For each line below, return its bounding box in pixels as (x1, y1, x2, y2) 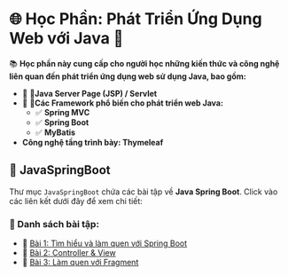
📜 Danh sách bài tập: (9, 217, 100, 230)
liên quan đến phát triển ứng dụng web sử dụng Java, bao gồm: (9, 71, 246, 82)
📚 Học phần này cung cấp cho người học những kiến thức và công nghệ (9, 58, 280, 68)
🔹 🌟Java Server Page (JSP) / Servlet (21, 88, 158, 99)
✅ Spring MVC (35, 106, 90, 117)
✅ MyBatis (35, 127, 76, 138)
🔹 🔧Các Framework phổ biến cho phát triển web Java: (21, 98, 224, 108)
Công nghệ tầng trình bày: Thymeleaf (21, 137, 164, 147)
